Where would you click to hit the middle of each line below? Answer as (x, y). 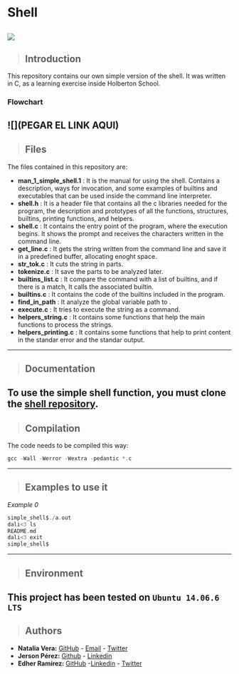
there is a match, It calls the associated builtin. (86, 287)
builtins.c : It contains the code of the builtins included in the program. (121, 294)
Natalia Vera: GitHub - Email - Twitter (73, 648)
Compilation (52, 428)
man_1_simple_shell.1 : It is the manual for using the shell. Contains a (119, 180)
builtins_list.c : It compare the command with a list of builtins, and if (118, 279)
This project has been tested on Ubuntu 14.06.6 (113, 597)
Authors (43, 631)
